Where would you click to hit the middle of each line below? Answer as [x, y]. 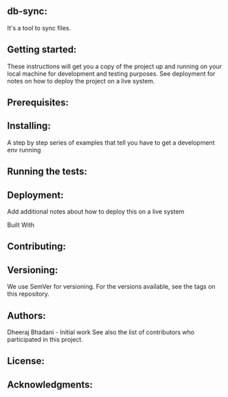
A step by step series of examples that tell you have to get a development [111, 142]
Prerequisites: [38, 103]
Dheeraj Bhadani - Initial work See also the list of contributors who [101, 332]
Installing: [29, 126]
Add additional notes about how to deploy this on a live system [96, 212]
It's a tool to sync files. [39, 28]
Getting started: [42, 50]
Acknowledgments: [50, 384]
